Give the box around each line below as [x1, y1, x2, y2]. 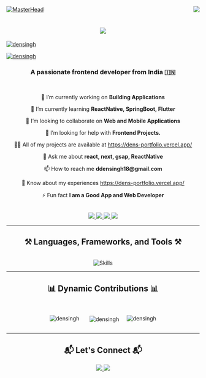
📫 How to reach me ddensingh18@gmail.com [44, 165, 162, 173]
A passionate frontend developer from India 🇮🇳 [30, 67, 176, 76]
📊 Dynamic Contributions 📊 [47, 284, 159, 294]
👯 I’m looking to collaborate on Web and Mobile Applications [25, 117, 181, 125]
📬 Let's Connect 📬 [64, 345, 142, 355]
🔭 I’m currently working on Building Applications [40, 94, 166, 101]
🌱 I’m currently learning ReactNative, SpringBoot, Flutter [30, 105, 176, 113]
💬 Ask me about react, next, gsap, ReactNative [42, 153, 164, 161]
